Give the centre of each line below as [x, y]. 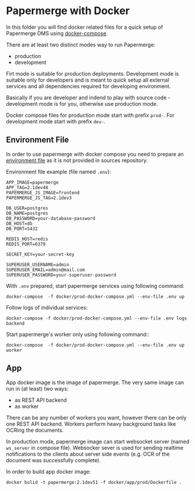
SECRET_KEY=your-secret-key [40, 254]
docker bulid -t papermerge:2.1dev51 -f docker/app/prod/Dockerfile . [94, 482]
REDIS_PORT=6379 [26, 244]
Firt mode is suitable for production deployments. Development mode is [93, 73]
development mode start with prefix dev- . [56, 121]
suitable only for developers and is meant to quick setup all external [88, 80]
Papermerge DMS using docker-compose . [57, 33]
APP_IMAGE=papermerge [32, 182]
